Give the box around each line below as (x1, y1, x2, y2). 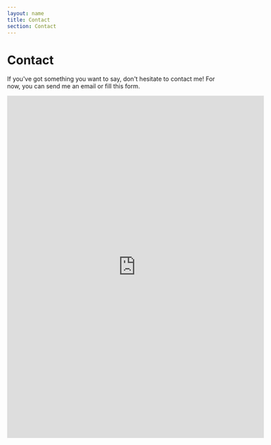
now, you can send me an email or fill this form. (7, 82, 140, 90)
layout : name (7, 10, 44, 17)
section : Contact (7, 23, 57, 29)
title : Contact (7, 16, 51, 23)
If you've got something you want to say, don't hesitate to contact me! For (7, 75, 216, 83)
